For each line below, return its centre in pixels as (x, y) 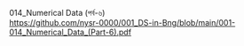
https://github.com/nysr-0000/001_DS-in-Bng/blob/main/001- (122, 23)
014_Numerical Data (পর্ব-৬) (57, 13)
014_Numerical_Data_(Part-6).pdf (70, 32)
